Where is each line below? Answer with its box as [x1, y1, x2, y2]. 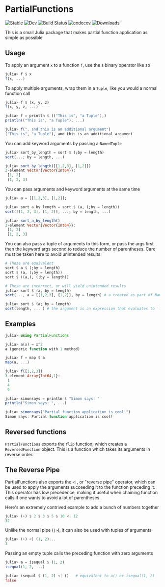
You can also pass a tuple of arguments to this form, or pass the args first [5, 241, 154, 247]
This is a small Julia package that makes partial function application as [5, 29, 148, 35]
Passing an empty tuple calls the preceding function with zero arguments [5, 550, 153, 556]
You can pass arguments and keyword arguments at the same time [5, 186, 140, 192]
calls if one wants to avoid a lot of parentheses [5, 495, 100, 501]
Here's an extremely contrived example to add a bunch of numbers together [5, 504, 159, 510]
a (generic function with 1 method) [5, 347, 80, 352]
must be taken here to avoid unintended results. [5, 251, 102, 257]
